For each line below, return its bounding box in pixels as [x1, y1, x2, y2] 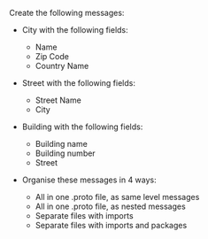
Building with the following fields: [21, 121, 143, 132]
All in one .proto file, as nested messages [35, 201, 186, 212]
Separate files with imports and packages [35, 220, 188, 230]
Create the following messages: [9, 8, 125, 18]
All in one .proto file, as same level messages [35, 192, 200, 202]
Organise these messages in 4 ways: [21, 174, 157, 185]
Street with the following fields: [21, 78, 135, 88]
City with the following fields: [21, 25, 128, 35]
